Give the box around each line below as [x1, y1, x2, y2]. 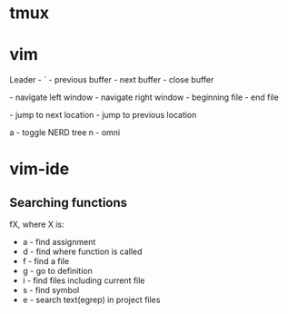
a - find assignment [22, 237, 96, 248]
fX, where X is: [9, 219, 65, 230]
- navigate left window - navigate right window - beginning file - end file [9, 92, 279, 103]
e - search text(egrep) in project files [22, 294, 161, 306]
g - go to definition [22, 266, 93, 277]
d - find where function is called [22, 246, 143, 257]
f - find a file [22, 256, 70, 267]
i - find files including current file [22, 275, 145, 286]
